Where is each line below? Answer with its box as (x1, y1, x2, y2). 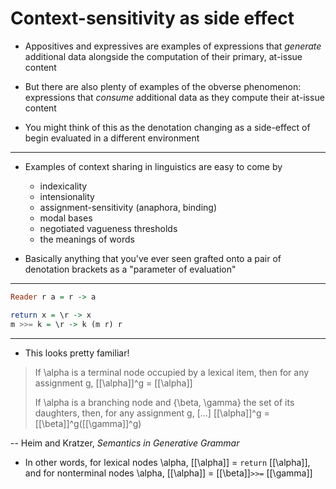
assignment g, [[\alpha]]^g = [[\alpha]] (34, 377, 193, 389)
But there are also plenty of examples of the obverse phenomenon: (24, 80, 302, 92)
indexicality (39, 180, 88, 192)
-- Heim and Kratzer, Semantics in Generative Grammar (10, 437, 240, 449)
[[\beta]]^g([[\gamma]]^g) (34, 417, 142, 429)
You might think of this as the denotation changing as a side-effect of (24, 121, 311, 133)
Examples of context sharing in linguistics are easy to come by (24, 160, 283, 172)
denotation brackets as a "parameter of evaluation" (24, 263, 237, 275)
